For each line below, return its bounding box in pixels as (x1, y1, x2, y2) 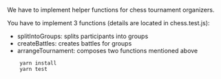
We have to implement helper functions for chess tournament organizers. (7, 6, 215, 14)
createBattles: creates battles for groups (17, 39, 132, 47)
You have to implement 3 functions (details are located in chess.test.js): (7, 19, 210, 27)
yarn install (19, 60, 57, 67)
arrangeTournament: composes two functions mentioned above (17, 47, 198, 54)
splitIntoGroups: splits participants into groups (17, 32, 149, 40)
